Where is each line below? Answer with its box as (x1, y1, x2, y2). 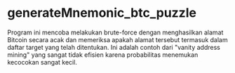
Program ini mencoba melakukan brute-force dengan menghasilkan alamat (7, 28, 224, 36)
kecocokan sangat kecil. (7, 58, 77, 66)
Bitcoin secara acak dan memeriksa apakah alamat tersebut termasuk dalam (7, 35, 228, 44)
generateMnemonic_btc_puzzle (7, 5, 196, 21)
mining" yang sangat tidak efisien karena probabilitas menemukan (7, 51, 199, 59)
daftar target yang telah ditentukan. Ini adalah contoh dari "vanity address (7, 43, 221, 51)
